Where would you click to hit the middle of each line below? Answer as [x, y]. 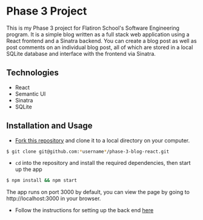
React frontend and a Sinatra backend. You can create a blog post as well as [101, 41]
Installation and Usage [49, 126]
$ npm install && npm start [42, 181]
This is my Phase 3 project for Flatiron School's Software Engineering [93, 28]
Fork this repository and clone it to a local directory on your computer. [102, 140]
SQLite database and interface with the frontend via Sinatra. [81, 53]
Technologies [33, 73]
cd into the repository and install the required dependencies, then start [103, 163]
